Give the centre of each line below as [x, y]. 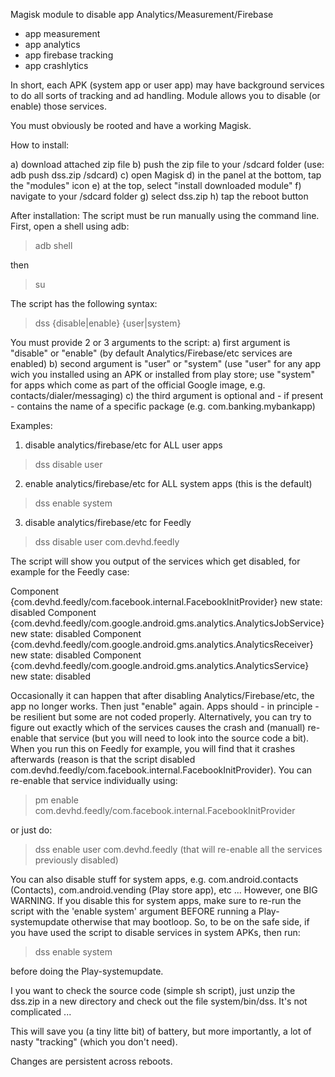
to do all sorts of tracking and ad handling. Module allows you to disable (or [165, 95]
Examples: [31, 425]
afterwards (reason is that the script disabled [103, 759]
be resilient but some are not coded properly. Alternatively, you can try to [161, 717]
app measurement [62, 33]
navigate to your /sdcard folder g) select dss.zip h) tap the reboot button [159, 196]
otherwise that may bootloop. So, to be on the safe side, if [190, 922]
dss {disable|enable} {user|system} [108, 323]
